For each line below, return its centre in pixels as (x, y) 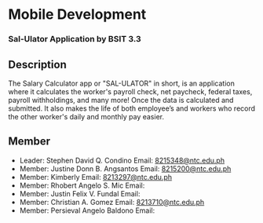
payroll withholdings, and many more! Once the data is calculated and (121, 100)
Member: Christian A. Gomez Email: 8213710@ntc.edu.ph (112, 202)
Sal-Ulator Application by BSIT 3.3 (75, 39)
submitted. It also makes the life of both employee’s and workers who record (132, 108)
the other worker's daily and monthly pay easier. (86, 116)
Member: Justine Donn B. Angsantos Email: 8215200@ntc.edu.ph (125, 168)
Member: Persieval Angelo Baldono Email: (87, 210)
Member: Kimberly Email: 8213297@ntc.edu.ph (96, 177)
